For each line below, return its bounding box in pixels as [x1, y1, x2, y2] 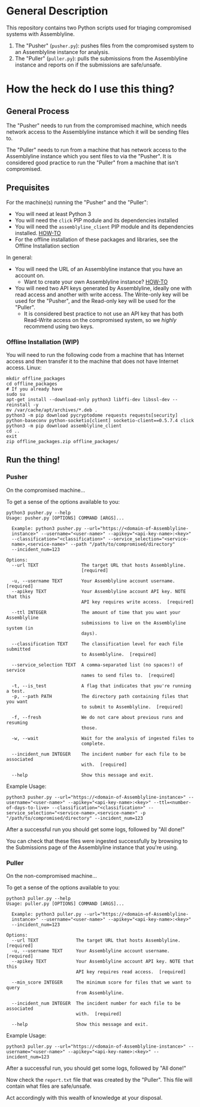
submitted [6, 646, 31, 652]
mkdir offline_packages [6, 376, 66, 382]
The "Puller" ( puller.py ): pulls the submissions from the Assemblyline [14, 55, 188, 62]
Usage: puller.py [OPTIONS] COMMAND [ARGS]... [6, 901, 125, 907]
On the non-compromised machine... [6, 873, 97, 880]
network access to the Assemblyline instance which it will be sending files [6, 128, 189, 136]
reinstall [6, 402, 31, 408]
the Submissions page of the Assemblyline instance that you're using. [6, 844, 178, 851]
